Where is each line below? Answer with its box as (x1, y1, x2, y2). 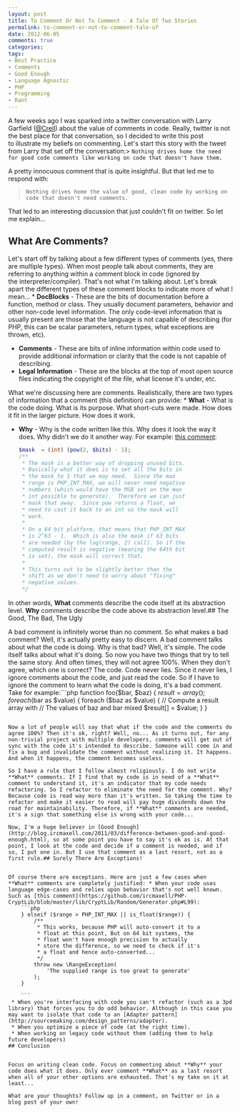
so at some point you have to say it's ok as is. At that (53, 837, 229, 844)
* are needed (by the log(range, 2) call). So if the (21, 539, 186, 546)
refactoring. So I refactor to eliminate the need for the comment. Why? (8, 787, 233, 794)
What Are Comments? (8, 235, 109, 247)
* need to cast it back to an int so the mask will (21, 506, 179, 513)
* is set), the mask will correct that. (21, 552, 144, 559)
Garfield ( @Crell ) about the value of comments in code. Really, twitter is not (8, 124, 231, 132)
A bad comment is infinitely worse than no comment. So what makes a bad (8, 628, 229, 637)
